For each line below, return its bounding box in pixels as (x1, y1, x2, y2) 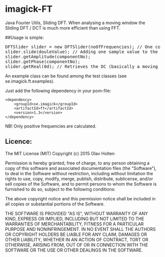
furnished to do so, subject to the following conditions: (5, 186, 115, 192)
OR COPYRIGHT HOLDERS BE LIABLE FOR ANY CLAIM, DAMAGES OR (5, 231, 147, 237)
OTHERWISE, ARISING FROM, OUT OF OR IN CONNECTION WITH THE (5, 242, 148, 248)
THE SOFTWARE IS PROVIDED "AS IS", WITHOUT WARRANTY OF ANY (5, 210, 148, 216)
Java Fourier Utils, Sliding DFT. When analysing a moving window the (5, 20, 146, 26)
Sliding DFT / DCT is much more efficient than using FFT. (5, 25, 121, 31)
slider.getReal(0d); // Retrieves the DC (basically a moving (5, 64, 158, 69)
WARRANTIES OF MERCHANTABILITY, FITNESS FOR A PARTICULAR (5, 221, 144, 227)
